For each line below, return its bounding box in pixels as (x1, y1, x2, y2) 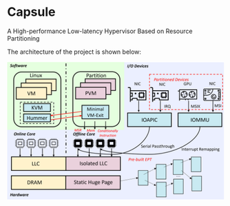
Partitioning (7, 34, 40, 42)
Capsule (7, 4, 56, 20)
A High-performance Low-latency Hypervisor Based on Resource (7, 27, 193, 35)
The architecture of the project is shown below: (7, 48, 142, 56)
